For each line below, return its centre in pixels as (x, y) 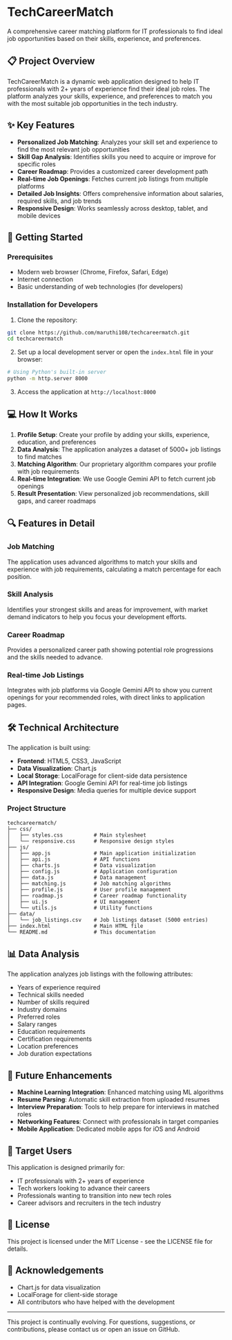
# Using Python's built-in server (57, 372)
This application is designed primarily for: (66, 1167)
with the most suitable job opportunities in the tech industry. (93, 103)
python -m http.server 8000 (48, 379)
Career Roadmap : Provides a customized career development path (113, 171)
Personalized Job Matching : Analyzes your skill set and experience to (117, 142)
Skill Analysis (30, 594)
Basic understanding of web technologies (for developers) (100, 287)
